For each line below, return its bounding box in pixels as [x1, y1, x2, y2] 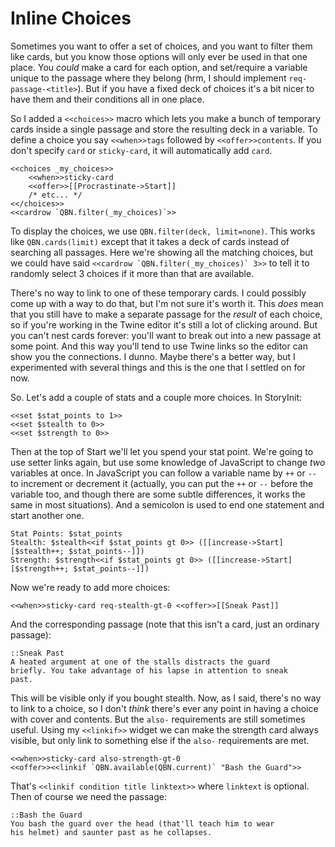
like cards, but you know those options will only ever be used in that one [10, 50, 308, 62]
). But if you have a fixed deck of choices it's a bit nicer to [77, 82, 315, 94]
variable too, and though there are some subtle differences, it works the [10, 488, 306, 500]
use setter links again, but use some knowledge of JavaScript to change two [10, 456, 326, 468]
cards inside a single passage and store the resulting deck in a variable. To [10, 123, 318, 135]
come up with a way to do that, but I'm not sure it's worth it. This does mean [10, 297, 324, 309]
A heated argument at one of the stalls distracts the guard [10, 657, 271, 667]
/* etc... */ [28, 190, 83, 200]
